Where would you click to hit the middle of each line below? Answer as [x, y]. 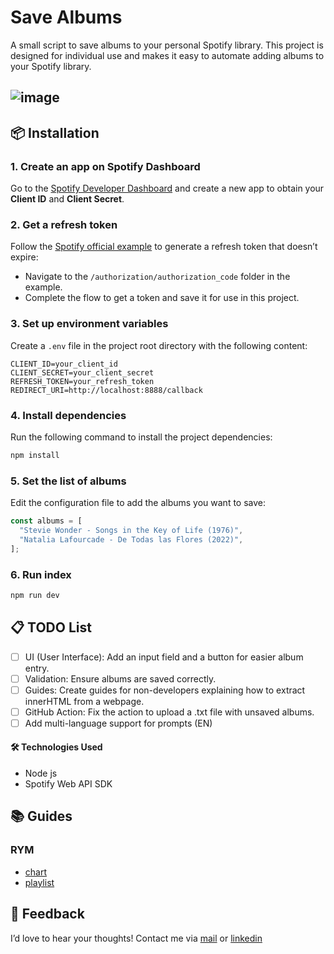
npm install [35, 455]
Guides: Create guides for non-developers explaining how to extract [165, 690]
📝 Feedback [47, 914]
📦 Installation [55, 132]
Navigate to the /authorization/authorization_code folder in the [157, 277]
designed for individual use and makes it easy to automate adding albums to [167, 55]
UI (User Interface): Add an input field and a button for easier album [164, 657]
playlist [39, 882]
